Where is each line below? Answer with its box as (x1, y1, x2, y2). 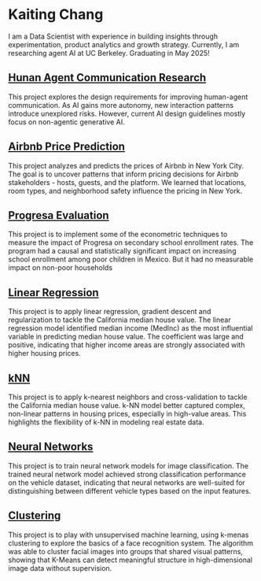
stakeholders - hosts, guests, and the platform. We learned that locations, (8, 177, 247, 187)
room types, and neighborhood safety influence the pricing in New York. (8, 186, 243, 195)
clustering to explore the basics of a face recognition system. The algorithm (8, 538, 254, 548)
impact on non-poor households (8, 263, 112, 272)
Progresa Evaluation (8, 209, 109, 222)
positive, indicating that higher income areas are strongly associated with (8, 340, 245, 350)
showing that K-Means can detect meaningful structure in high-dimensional (8, 555, 253, 564)
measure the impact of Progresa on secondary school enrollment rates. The (8, 238, 254, 247)
